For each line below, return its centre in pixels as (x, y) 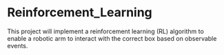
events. (18, 45)
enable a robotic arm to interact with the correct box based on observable (112, 38)
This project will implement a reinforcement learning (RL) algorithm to (106, 31)
